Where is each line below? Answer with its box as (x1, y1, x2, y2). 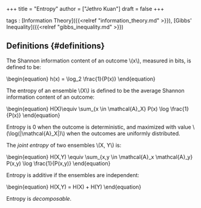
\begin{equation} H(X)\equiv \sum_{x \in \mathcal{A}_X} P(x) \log (6, 105, 170, 112)
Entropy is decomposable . (6, 195, 71, 202)
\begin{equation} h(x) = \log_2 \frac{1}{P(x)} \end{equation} (6, 75, 156, 82)
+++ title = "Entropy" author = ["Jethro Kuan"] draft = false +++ (6, 5, 165, 12)
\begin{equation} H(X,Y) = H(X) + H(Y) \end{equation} (6, 183, 142, 190)
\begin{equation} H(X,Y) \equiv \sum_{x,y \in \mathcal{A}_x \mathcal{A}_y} (6, 153, 193, 160)
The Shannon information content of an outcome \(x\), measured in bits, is (6, 57, 192, 64)
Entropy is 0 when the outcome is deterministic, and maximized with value (6, 123, 192, 130)
